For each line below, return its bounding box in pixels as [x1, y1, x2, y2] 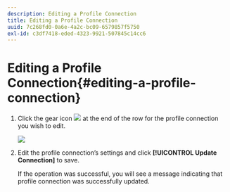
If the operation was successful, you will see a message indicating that [17, 169, 223, 178]
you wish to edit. [17, 122, 65, 130]
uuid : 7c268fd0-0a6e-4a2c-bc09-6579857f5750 [7, 23, 140, 30]
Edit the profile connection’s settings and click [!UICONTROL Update [17, 148, 217, 157]
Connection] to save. [17, 156, 79, 165]
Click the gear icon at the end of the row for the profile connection [17, 114, 219, 123]
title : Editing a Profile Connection [7, 17, 118, 24]
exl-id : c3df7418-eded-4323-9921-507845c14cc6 [7, 30, 146, 37]
